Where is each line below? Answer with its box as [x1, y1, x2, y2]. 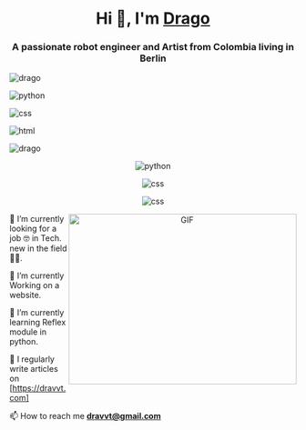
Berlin [139, 52, 167, 65]
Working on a [9, 280, 60, 291]
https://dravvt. [12, 383, 66, 394]
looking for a [9, 223, 57, 235]
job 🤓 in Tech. [9, 233, 62, 244]
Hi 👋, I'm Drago [95, 8, 211, 29]
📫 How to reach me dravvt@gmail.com [9, 411, 161, 422]
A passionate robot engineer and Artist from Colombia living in [12, 41, 294, 54]
